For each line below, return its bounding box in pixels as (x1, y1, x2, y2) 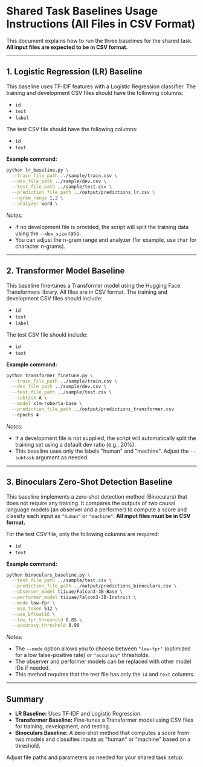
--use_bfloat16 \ (11, 611, 56, 617)
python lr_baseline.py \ (6, 167, 69, 173)
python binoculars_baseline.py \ (6, 572, 91, 578)
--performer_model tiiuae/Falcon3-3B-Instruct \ (11, 594, 137, 600)
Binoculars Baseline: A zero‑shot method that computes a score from (14, 730, 189, 737)
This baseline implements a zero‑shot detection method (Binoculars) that (6, 493, 188, 500)
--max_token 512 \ (11, 606, 59, 612)
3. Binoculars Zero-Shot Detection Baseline (6, 477, 173, 487)
